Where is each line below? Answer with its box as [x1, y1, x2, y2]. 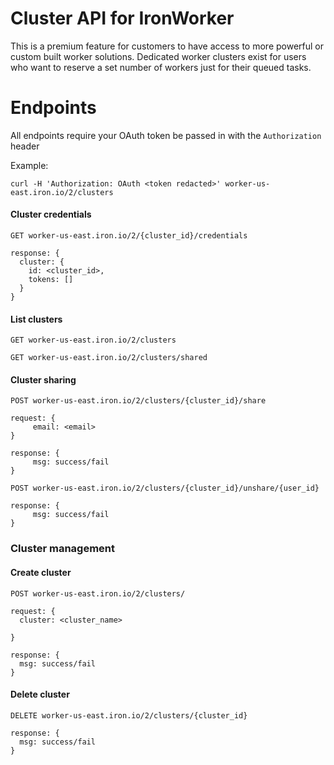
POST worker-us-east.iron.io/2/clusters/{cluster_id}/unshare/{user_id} [10, 483, 320, 494]
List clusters [10, 313, 63, 325]
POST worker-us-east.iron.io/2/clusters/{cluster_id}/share [10, 396, 267, 406]
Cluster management [10, 542, 116, 556]
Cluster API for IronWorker [10, 7, 235, 30]
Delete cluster [10, 688, 70, 701]
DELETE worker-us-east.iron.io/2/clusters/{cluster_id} [10, 710, 248, 721]
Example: [10, 159, 49, 171]
